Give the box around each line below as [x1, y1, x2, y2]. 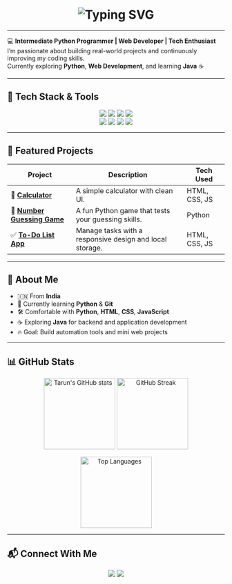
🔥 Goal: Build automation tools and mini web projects [17, 328, 168, 336]
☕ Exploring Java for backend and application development [17, 318, 188, 327]
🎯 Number [10, 206, 45, 215]
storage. [75, 243, 103, 253]
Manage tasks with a [75, 226, 143, 235]
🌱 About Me [7, 273, 59, 285]
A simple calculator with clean [75, 185, 173, 195]
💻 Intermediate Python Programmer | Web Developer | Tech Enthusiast [7, 37, 216, 45]
